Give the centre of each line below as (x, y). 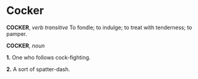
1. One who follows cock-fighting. (48, 57)
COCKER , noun (26, 46)
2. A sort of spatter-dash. (38, 69)
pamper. (17, 33)
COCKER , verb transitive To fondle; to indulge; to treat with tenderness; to (99, 27)
